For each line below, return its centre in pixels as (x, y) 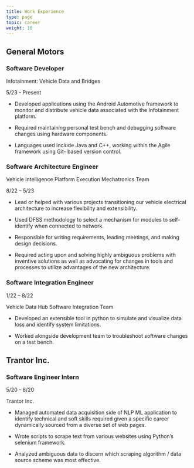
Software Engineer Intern (42, 377)
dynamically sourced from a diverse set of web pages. (80, 425)
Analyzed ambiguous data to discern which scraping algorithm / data (98, 454)
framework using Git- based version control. (68, 151)
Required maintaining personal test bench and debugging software (95, 127)
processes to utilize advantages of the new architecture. (82, 267)
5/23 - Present (24, 92)
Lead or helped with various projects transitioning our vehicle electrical (100, 202)
